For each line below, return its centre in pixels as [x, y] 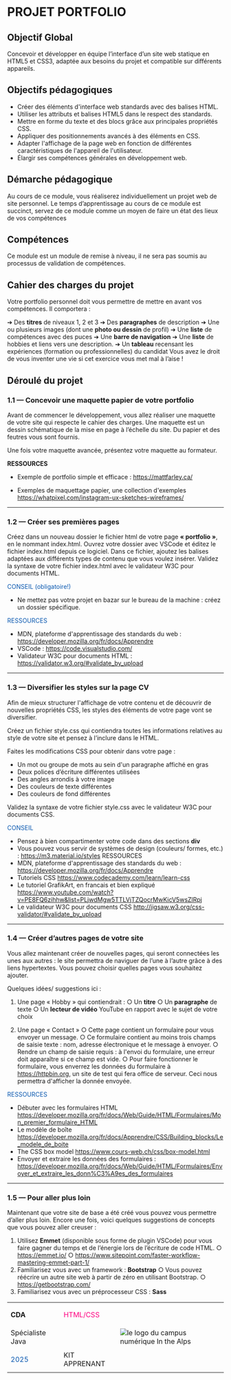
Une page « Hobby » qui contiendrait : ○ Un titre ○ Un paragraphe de [117, 1002]
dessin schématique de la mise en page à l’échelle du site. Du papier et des [114, 429]
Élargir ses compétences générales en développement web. [102, 158]
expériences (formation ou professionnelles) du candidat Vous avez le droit [113, 352]
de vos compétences [37, 218]
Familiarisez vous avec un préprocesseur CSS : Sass [92, 1292]
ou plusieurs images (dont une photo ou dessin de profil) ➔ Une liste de [110, 330]
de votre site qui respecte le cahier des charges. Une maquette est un [106, 422]
